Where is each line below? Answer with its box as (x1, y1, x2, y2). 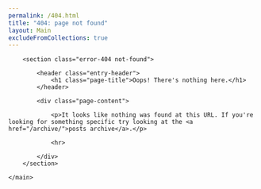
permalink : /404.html (8, 11, 80, 20)
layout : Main (8, 26, 52, 34)
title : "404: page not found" (8, 19, 109, 27)
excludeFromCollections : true (8, 33, 109, 42)
